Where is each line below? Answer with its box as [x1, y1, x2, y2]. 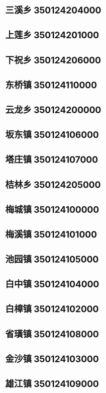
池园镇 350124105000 [5, 254, 99, 265]
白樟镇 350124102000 [5, 303, 99, 315]
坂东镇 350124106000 [5, 129, 99, 141]
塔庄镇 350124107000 [5, 154, 98, 166]
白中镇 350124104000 [5, 279, 99, 290]
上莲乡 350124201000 [5, 30, 99, 41]
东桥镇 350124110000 [5, 79, 97, 91]
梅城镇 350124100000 [5, 204, 99, 215]
